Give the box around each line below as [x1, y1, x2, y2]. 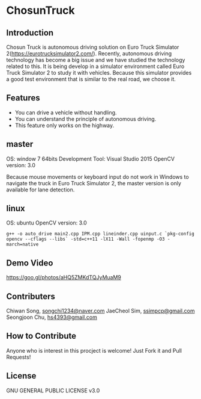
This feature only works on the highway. [14, 122, 115, 129]
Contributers [6, 291, 56, 302]
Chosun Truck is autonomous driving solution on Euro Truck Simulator [6, 43, 179, 51]
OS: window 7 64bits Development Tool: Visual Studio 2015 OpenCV [6, 155, 175, 162]
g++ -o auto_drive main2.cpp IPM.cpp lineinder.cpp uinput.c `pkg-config [6, 231, 195, 237]
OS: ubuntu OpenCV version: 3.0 [6, 219, 87, 226]
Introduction [6, 28, 54, 38]
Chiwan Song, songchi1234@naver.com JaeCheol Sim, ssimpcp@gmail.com [6, 308, 195, 315]
